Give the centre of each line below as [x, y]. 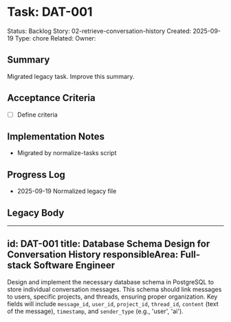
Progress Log [36, 175]
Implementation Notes [56, 137]
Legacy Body [36, 212]
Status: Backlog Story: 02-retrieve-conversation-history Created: [99, 31]
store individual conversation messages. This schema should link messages [114, 289]
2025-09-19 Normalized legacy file [67, 191]
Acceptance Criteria [51, 98]
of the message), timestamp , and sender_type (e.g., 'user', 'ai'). [95, 311]
